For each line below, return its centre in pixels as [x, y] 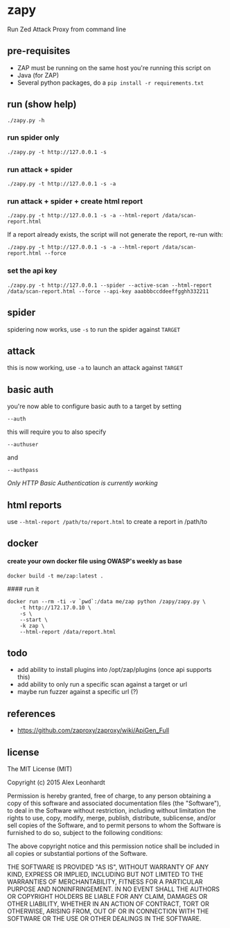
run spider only [34, 137]
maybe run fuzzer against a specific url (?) [78, 692]
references [32, 714]
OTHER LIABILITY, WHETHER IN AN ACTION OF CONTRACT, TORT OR [108, 904]
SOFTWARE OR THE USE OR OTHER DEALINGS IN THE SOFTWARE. [104, 919]
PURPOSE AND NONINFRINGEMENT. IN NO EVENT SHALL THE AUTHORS [114, 889]
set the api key [32, 271]
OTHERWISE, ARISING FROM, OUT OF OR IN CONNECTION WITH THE [108, 911]
